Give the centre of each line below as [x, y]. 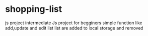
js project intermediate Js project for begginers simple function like [74, 23]
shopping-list [34, 9]
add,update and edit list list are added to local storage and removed [74, 28]
